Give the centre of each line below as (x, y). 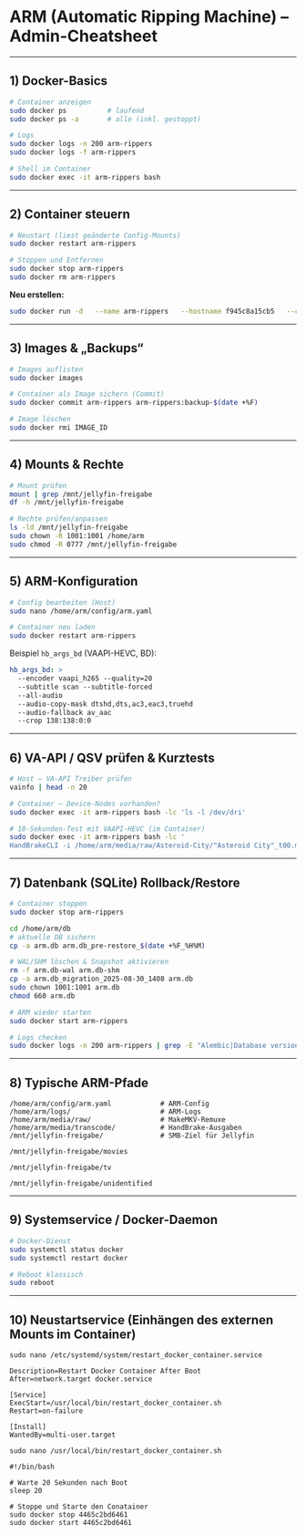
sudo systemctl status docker (67, 1250)
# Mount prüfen (38, 485)
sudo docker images (46, 378)
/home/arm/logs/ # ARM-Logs (106, 1112)
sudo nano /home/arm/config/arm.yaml (81, 611)
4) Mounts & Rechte (67, 465)
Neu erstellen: (37, 295)
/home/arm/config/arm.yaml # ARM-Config (109, 1104)
